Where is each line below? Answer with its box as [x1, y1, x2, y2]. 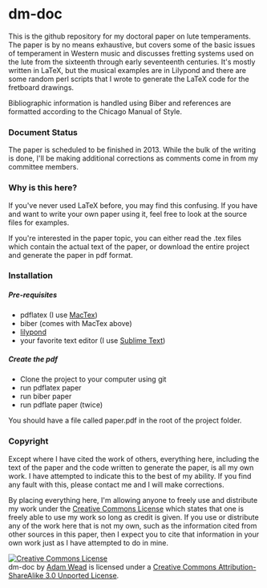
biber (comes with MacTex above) [19, 319, 132, 329]
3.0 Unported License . [45, 570, 119, 580]
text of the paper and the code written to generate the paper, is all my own [8, 463, 254, 472]
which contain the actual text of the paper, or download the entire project [8, 242, 250, 251]
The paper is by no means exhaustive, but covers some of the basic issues [8, 39, 256, 49]
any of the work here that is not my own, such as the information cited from [8, 521, 257, 530]
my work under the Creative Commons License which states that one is [8, 504, 245, 513]
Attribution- [217, 561, 257, 571]
